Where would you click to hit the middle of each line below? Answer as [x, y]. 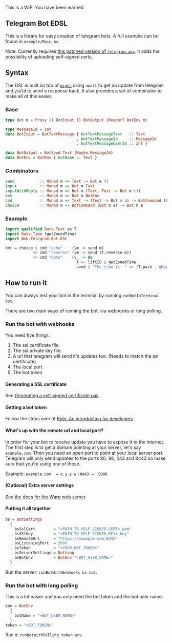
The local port [27, 367]
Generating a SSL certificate [36, 384]
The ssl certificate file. [36, 345]
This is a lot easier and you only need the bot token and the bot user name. [84, 597]
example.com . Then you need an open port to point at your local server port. [84, 453]
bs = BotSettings [24, 520]
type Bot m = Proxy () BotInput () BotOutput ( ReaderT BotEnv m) [76, 120]
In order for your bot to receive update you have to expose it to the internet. [85, 442]
